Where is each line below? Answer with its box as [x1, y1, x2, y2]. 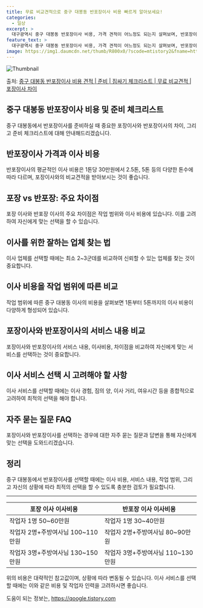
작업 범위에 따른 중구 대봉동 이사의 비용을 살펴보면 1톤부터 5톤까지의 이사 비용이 [6, 298, 194, 306]
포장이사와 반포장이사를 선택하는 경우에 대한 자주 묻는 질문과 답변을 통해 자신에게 [6, 432, 197, 439]
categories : [6, 15, 36, 21]
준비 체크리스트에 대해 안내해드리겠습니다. [12, 129, 112, 136]
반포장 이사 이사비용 [122, 505, 176, 513]
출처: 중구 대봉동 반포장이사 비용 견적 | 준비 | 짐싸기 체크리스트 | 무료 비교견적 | [6, 77, 192, 85]
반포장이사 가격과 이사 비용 [6, 149, 100, 159]
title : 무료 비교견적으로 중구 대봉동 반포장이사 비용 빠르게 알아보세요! [6, 8, 163, 15]
